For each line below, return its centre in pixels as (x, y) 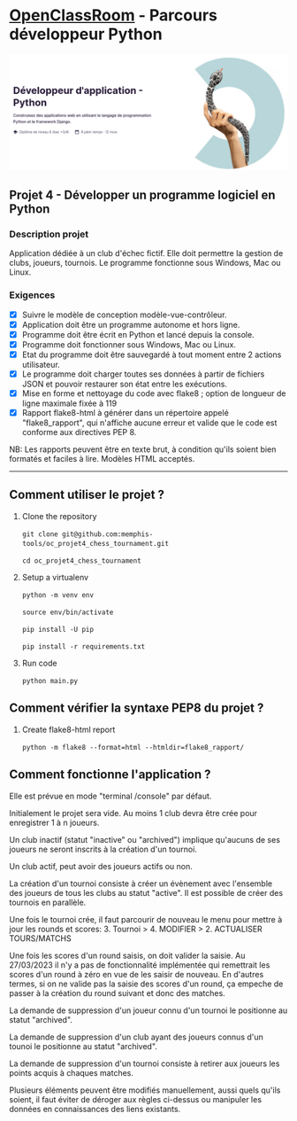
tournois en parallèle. (48, 902)
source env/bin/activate (68, 612)
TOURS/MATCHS (41, 938)
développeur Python (86, 34)
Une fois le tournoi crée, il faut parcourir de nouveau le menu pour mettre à (146, 919)
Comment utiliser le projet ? (87, 495)
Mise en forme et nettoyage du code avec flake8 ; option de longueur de (154, 393)
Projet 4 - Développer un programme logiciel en (142, 195)
